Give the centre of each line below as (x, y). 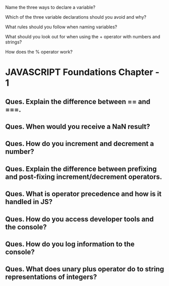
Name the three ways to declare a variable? (50, 7)
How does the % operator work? (39, 52)
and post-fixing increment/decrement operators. (84, 177)
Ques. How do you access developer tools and (79, 219)
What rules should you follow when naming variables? (61, 27)
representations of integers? (51, 277)
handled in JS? (29, 202)
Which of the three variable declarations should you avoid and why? (76, 17)
